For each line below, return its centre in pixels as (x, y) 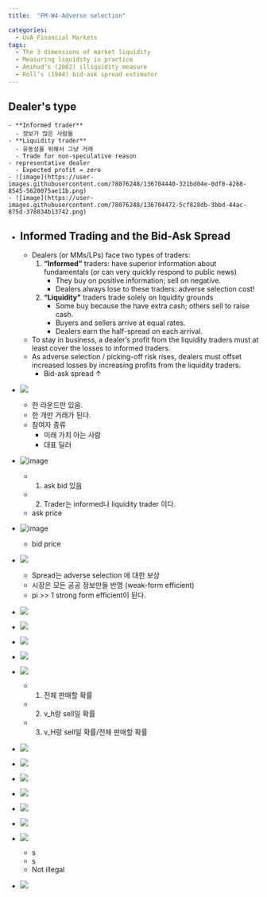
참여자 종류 (48, 425)
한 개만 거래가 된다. (61, 415)
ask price (46, 513)
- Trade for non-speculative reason (76, 156)
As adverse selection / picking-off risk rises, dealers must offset (137, 357)
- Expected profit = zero (58, 170)
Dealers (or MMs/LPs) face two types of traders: (111, 255)
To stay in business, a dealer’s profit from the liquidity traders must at (145, 340)
